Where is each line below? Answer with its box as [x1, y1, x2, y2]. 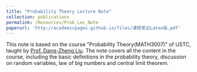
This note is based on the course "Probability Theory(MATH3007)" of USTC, [6, 41, 191, 48]
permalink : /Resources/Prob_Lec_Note [6, 19, 99, 25]
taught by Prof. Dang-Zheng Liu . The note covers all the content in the [6, 47, 176, 54]
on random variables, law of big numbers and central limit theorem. [6, 60, 169, 67]
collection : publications [6, 14, 69, 20]
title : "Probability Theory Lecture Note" [6, 8, 112, 15]
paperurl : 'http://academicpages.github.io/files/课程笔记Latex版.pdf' [6, 25, 181, 31]
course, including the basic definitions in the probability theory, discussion [6, 53, 186, 60]
